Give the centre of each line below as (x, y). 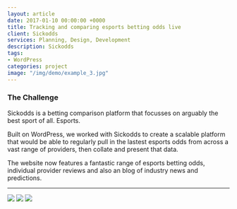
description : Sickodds (41, 47)
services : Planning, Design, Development (69, 40)
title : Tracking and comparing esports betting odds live (94, 27)
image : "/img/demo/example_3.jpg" (58, 73)
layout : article (31, 14)
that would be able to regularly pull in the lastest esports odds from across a (118, 141)
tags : (15, 54)
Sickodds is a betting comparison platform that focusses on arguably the (113, 113)
